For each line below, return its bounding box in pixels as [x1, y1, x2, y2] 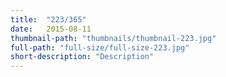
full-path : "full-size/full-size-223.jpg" [10, 42, 190, 53]
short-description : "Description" [10, 52, 155, 62]
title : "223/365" [10, 14, 87, 25]
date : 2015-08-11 [10, 24, 92, 34]
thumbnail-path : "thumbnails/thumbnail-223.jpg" [10, 33, 217, 43]
